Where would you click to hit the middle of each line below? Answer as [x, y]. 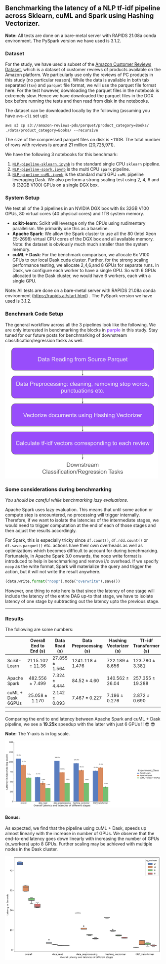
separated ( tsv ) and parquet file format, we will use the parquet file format [81, 85]
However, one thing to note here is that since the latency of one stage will [80, 591]
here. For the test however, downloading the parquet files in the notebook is [82, 90]
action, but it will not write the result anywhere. [53, 572]
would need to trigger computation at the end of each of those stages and [81, 525]
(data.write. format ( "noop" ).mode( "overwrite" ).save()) [63, 581]
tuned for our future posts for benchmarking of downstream [66, 335]
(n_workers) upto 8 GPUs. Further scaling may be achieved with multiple [79, 844]
